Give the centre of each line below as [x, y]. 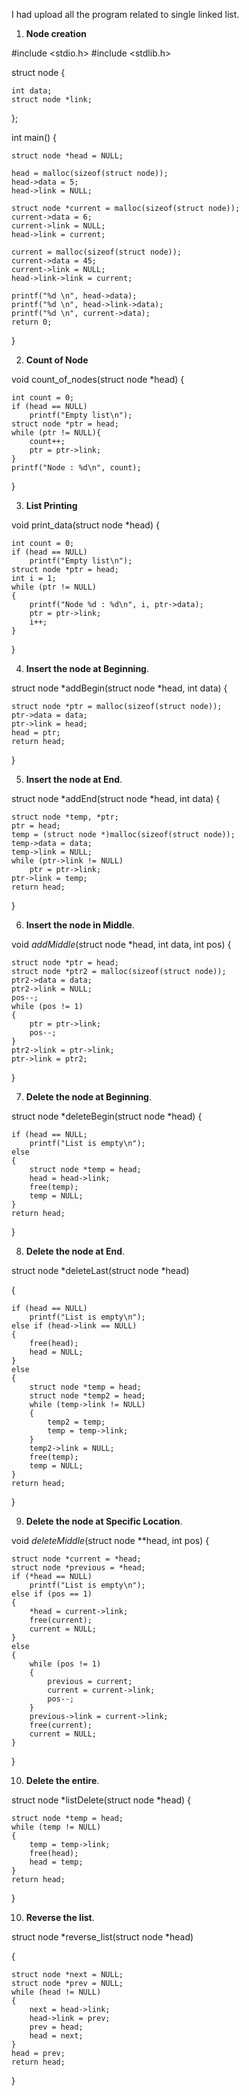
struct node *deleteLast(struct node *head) [100, 1270]
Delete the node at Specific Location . [104, 1521]
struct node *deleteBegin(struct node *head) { [107, 1116]
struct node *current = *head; [76, 1559]
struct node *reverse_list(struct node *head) [102, 1937]
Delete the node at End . [75, 1251]
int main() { [34, 137]
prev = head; [56, 2027]
